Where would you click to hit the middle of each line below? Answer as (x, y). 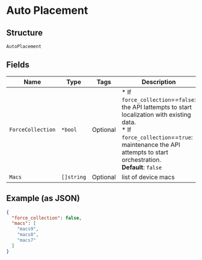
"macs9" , (28, 229)
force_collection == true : (158, 137)
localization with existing (156, 114)
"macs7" (26, 240)
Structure (25, 33)
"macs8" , (28, 235)
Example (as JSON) (43, 198)
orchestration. (141, 159)
